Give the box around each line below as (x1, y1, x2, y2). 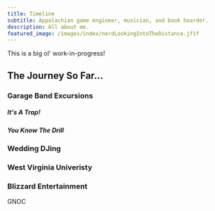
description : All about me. (7, 23, 90, 30)
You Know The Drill (7, 126, 65, 134)
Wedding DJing (7, 143, 61, 153)
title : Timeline (7, 10, 55, 18)
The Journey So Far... (7, 70, 104, 82)
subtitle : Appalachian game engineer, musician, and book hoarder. (7, 17, 209, 24)
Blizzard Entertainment (7, 181, 88, 191)
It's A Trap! (7, 108, 41, 117)
